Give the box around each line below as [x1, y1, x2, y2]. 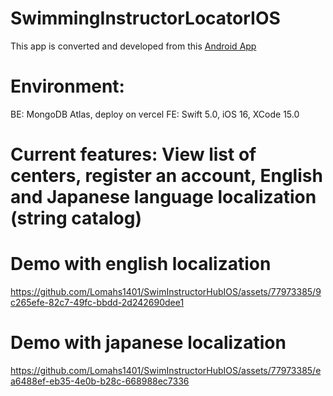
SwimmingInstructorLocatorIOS [10, 7, 281, 30]
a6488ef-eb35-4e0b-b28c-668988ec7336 [10, 375, 190, 387]
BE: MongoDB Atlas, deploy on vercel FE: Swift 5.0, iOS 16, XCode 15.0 [10, 108, 300, 120]
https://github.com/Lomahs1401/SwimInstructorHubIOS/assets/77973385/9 [10, 286, 322, 297]
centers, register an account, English [10, 165, 323, 187]
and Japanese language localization [10, 186, 317, 209]
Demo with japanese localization [10, 332, 287, 354]
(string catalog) [10, 207, 143, 230]
